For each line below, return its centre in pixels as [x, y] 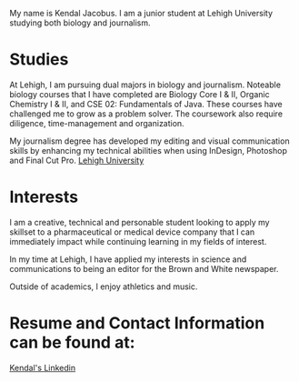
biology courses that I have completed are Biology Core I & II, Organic [140, 94]
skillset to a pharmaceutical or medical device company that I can [132, 232]
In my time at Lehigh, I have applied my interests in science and [128, 259]
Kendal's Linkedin [42, 367]
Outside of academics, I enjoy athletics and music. [104, 286]
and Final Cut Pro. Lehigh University [77, 160]
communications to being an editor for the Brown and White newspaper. [144, 268]
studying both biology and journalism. [80, 23]
